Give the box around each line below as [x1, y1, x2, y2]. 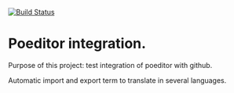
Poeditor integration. [8, 35, 147, 52]
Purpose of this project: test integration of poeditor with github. [8, 60, 213, 70]
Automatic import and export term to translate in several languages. [8, 75, 227, 85]
